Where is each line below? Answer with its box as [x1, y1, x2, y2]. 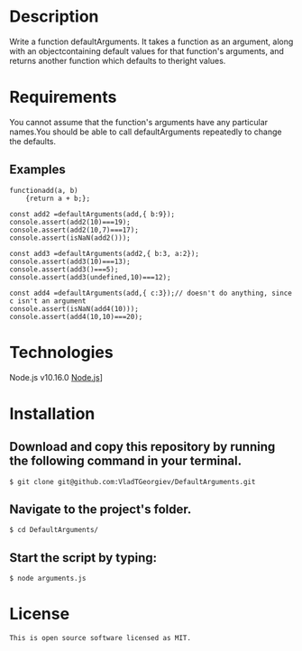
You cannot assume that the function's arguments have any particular [9, 116, 269, 127]
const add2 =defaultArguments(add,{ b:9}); [9, 209, 176, 218]
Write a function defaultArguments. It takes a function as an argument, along [9, 36, 294, 47]
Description [9, 6, 99, 27]
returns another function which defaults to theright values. [9, 55, 226, 66]
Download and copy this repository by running [9, 439, 276, 454]
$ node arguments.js [9, 574, 87, 583]
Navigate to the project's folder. [9, 502, 192, 518]
